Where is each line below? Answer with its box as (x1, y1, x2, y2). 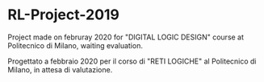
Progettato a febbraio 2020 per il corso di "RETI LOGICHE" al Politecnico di (7, 56, 257, 66)
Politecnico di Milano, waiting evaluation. (7, 40, 143, 50)
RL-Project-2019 (7, 6, 120, 24)
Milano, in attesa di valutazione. (7, 64, 113, 74)
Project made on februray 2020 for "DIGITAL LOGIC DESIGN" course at (7, 32, 244, 42)
